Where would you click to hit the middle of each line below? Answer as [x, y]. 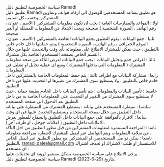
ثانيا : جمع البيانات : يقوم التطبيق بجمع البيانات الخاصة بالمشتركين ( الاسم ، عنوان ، [80, 38]
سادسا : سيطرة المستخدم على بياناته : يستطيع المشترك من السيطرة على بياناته [78, 106]
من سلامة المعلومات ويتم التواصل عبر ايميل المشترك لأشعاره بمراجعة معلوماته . [79, 133]
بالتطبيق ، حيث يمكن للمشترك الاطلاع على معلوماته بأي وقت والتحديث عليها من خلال [82, 49]
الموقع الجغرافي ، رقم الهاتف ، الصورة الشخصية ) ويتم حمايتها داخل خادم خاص [77, 44]
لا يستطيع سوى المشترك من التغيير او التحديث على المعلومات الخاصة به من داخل [79, 96]
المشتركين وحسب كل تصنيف [32, 17]
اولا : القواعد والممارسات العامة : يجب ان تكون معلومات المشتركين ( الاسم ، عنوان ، [82, 23]
